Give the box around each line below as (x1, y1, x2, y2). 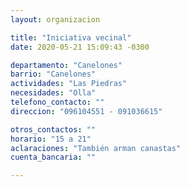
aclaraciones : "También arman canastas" (10, 143, 182, 153)
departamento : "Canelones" (10, 60, 123, 70)
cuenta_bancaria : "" (10, 152, 97, 163)
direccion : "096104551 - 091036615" (10, 106, 163, 116)
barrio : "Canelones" (10, 69, 97, 80)
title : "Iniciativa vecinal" (10, 32, 132, 43)
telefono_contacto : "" (10, 97, 105, 107)
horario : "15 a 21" (10, 134, 92, 144)
